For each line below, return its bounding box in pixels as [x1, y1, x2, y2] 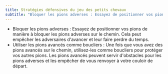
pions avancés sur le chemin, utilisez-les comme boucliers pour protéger [12, 47, 163, 53]
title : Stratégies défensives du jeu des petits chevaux [5, 7, 126, 12]
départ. [12, 63, 28, 69]
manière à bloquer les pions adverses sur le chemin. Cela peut [12, 31, 141, 37]
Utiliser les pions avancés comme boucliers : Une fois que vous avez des [12, 41, 163, 47]
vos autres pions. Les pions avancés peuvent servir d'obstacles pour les [12, 52, 161, 58]
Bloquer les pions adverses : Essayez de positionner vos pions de [12, 25, 147, 31]
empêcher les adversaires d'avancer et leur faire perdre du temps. [12, 36, 149, 42]
